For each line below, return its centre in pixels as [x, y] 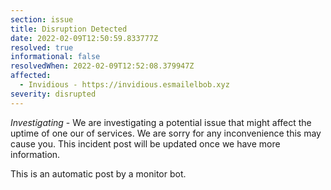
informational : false [55, 57]
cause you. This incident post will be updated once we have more [145, 143]
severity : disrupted [53, 94]
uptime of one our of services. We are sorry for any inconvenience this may [166, 133]
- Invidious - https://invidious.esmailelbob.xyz [124, 85]
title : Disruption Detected [69, 29]
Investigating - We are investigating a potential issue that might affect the [161, 122]
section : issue [42, 19]
